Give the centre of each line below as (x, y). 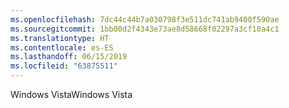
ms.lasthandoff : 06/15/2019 (69, 57)
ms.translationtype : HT (60, 38)
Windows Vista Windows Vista (71, 94)
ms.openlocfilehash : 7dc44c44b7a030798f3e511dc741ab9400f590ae (145, 19)
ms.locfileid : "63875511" (64, 66)
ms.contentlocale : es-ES (62, 47)
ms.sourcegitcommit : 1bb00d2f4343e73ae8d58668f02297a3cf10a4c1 (145, 29)
